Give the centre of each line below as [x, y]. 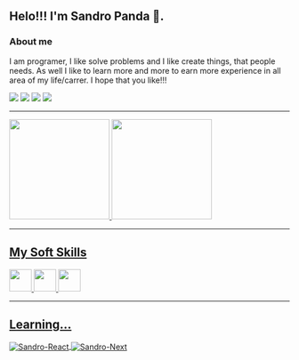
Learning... [40, 324]
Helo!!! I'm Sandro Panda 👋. [87, 16]
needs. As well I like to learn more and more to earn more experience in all [145, 70]
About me [31, 42]
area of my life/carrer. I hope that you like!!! [88, 80]
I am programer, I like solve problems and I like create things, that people [142, 61]
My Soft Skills [48, 253]
